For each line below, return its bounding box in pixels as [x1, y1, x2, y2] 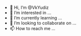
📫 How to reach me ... [9, 26, 55, 31]
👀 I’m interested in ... [9, 10, 52, 16]
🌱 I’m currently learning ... [9, 15, 62, 20]
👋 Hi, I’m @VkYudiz [9, 5, 49, 10]
